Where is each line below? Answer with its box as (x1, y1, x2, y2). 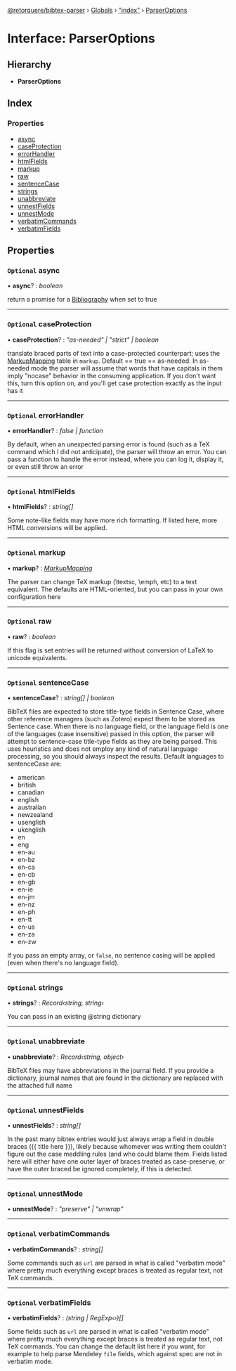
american (17, 773, 46, 782)
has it (7, 386, 23, 394)
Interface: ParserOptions (7, 31, 156, 46)
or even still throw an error (7, 462, 84, 470)
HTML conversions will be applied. (7, 524, 107, 532)
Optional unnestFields (7, 1105, 84, 1115)
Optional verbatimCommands (7, 1229, 110, 1239)
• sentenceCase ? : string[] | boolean (7, 694, 114, 702)
